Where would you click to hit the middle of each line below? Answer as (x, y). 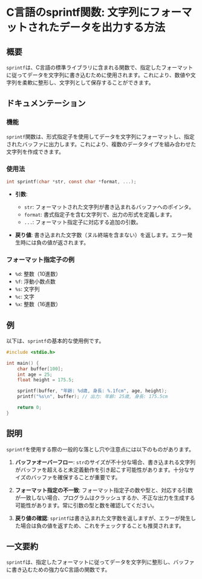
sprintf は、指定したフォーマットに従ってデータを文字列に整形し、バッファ (100, 562)
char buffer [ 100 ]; (40, 369)
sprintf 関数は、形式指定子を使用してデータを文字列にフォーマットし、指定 (100, 136)
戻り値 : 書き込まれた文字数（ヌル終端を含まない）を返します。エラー (101, 235)
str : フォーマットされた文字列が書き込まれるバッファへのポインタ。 (109, 207)
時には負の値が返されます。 (55, 242)
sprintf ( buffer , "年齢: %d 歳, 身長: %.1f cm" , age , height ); (92, 391)
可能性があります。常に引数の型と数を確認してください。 (86, 505)
